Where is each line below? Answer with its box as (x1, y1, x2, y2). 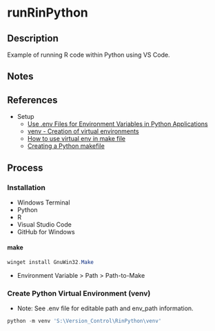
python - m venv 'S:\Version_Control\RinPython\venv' (7, 318, 162, 325)
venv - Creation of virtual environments (27, 127, 139, 135)
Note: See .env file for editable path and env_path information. (17, 304, 194, 312)
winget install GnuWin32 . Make (7, 259, 94, 266)
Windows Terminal (17, 198, 70, 207)
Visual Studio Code (17, 220, 72, 229)
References (7, 94, 58, 106)
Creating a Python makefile (27, 142, 105, 150)
